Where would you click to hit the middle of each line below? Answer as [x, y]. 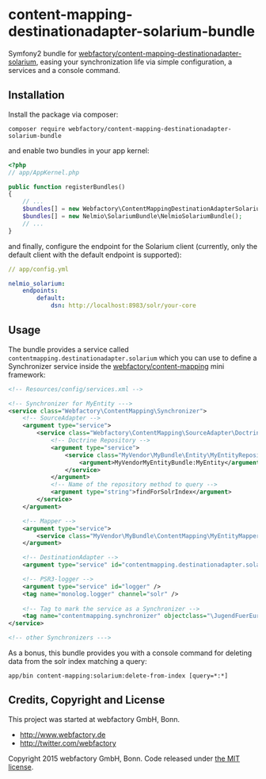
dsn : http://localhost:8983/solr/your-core [123, 306]
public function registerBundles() [67, 187]
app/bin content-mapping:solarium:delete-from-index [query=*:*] [118, 676]
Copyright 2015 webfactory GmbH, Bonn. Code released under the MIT [124, 758]
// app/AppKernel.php [44, 172]
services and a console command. [64, 70]
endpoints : [40, 291]
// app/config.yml [38, 269]
